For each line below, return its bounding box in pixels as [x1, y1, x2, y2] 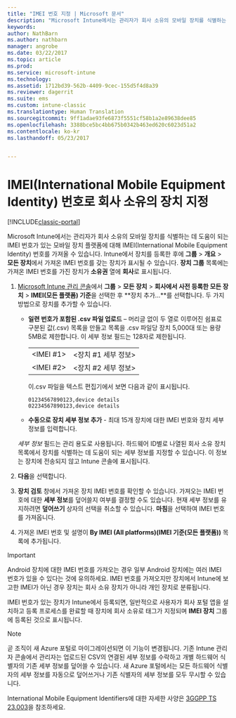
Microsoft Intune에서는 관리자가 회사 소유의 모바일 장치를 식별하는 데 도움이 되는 [7, 233, 229, 241]
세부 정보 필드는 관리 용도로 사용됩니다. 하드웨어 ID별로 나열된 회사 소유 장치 [17, 440, 226, 448]
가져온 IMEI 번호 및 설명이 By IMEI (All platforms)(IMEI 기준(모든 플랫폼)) [17, 528, 221, 537]
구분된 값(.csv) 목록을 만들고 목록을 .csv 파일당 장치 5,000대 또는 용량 [27, 324, 221, 332]
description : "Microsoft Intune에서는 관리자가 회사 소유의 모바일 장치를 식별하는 [7, 17, 227, 24]
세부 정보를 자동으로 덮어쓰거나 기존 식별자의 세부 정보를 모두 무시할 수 [20, 670, 214, 679]
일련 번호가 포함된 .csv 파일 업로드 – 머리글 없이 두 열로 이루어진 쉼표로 [27, 315, 223, 323]
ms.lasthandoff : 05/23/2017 [7, 134, 90, 141]
